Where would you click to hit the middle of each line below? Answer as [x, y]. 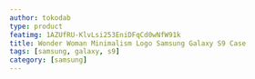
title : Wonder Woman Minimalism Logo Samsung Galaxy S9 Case [128, 43]
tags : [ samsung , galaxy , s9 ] [65, 52]
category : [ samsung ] [49, 60]
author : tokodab [40, 18]
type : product [36, 26]
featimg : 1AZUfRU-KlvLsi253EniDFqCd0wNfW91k [95, 35]
